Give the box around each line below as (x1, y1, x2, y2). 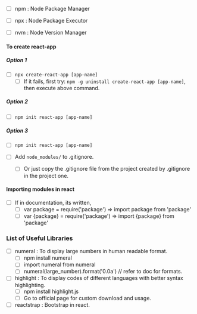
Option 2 (6, 98, 29, 105)
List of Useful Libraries (6, 234, 73, 242)
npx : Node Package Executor (14, 17, 88, 24)
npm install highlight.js (23, 288, 79, 295)
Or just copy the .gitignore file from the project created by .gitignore (23, 165, 190, 173)
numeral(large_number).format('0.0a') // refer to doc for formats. (23, 268, 183, 275)
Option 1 (6, 57, 27, 64)
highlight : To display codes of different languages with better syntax (14, 275, 183, 282)
